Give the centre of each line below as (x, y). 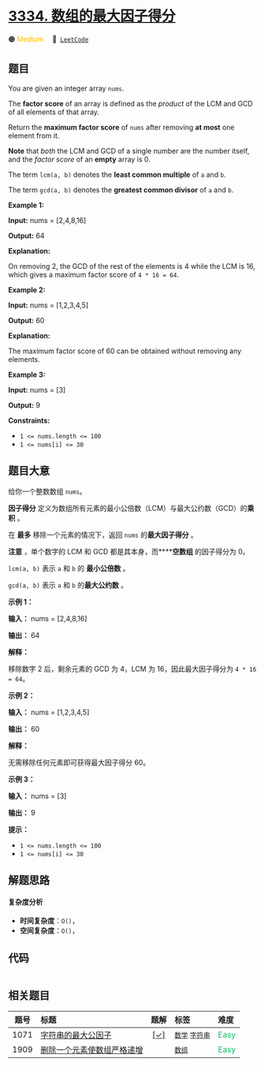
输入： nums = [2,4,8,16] (48, 618)
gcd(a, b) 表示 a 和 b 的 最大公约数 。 (68, 585)
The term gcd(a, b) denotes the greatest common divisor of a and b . (121, 189)
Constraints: (29, 420)
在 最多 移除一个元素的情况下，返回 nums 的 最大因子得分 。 (103, 535)
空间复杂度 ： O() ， (49, 930)
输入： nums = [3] (37, 796)
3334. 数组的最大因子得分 (92, 16)
